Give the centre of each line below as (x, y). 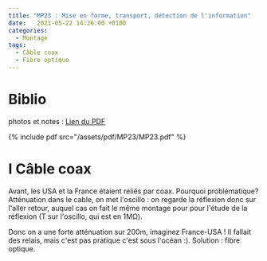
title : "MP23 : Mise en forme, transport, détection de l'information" (130, 16)
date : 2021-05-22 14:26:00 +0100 (67, 23)
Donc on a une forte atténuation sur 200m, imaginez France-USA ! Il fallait (130, 232)
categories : (28, 30)
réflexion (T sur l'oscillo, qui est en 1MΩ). (75, 216)
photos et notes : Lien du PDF (57, 121)
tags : (17, 45)
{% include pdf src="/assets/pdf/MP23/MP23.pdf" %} (97, 137)
